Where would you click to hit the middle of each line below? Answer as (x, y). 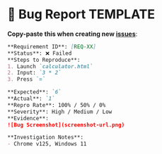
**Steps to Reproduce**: (44, 60)
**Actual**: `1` (31, 99)
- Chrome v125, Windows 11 (47, 144)
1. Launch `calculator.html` (50, 66)
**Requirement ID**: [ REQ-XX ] (52, 46)
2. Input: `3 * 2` (34, 73)
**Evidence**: (28, 118)
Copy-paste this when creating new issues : (73, 34)
